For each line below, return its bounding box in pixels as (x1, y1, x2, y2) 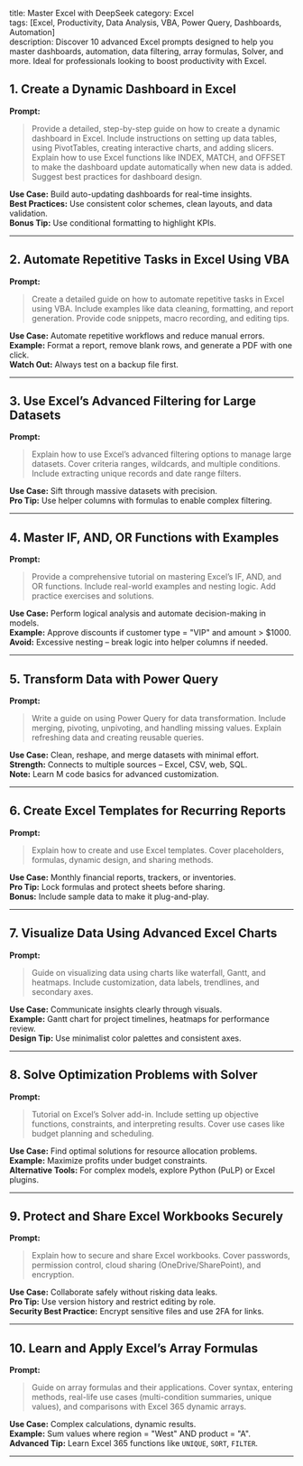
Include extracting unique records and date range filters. (31, 469, 242, 479)
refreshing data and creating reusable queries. (31, 732, 205, 743)
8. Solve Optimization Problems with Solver (9, 1067, 258, 1082)
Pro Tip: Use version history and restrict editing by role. (9, 1296, 216, 1307)
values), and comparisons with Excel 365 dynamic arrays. (31, 1401, 247, 1412)
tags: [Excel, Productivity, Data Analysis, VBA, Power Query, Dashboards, (9, 17, 282, 28)
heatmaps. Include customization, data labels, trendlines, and (31, 977, 260, 988)
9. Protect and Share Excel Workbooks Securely (9, 1209, 284, 1224)
